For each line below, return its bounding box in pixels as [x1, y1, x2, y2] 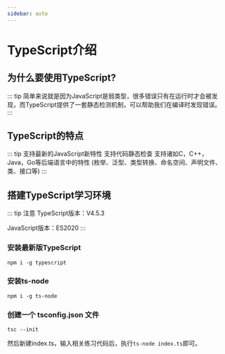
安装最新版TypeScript [7, 243, 81, 253]
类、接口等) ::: [7, 167, 47, 176]
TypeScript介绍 [7, 42, 97, 58]
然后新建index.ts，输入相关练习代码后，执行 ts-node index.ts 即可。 [7, 339, 201, 348]
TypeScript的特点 [7, 130, 84, 142]
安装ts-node [7, 276, 49, 286]
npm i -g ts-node [7, 292, 58, 299]
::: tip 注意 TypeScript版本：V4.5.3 [7, 209, 105, 217]
